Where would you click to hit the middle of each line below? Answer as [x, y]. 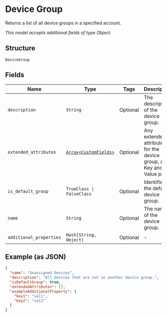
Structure [20, 48]
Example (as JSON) [36, 257]
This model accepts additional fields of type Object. [58, 32]
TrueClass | [80, 189]
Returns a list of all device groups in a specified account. [63, 23]
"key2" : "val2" [30, 301]
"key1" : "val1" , [31, 296]
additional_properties [34, 237]
